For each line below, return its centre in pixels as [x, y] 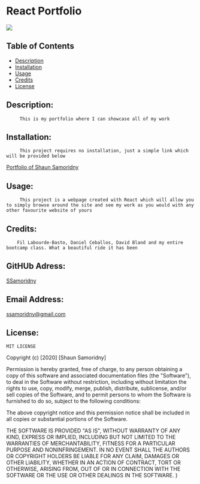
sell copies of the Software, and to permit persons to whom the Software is [99, 395]
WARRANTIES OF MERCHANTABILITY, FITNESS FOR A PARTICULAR [91, 444]
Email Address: [35, 300]
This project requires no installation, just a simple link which [104, 151]
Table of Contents [40, 46]
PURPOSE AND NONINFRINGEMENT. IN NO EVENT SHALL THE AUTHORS [98, 450]
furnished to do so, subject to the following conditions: [73, 401]
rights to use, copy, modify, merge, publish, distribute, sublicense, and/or [96, 389]
